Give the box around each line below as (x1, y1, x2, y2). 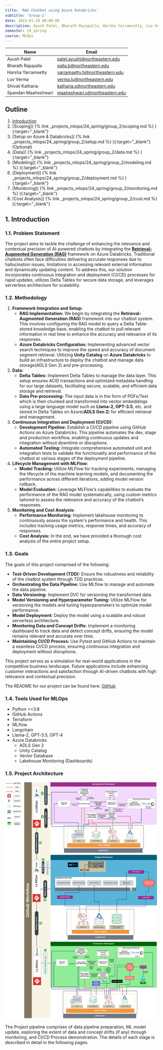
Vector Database (19, 752, 53, 758)
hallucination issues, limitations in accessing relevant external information (5, 262, 152, 267)
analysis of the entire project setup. (19, 538, 91, 544)
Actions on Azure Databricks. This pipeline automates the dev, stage (19, 430, 156, 435)
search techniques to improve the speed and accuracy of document (19, 347, 155, 353)
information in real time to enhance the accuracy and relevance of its (19, 331, 157, 337)
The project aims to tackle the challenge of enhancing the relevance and (5, 241, 150, 246)
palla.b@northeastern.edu (57, 63, 109, 68)
